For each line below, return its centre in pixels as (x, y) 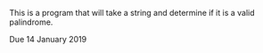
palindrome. (31, 22)
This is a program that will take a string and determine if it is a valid (132, 13)
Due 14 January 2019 (48, 39)
